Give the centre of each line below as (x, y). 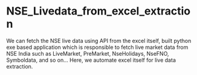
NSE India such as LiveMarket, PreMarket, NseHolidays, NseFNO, (88, 53)
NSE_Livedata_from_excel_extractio (98, 11)
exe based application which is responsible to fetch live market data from (97, 47)
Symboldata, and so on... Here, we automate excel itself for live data (91, 60)
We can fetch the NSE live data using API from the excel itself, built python (99, 41)
